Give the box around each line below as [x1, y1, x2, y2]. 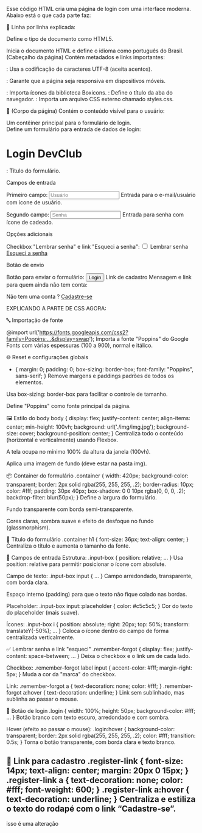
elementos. [15, 378, 44, 386]
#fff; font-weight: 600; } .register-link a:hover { [6, 785, 190, 795]
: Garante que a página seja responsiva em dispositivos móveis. [6, 77, 166, 84]
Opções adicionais [6, 230, 53, 237]
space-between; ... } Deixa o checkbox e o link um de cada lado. [28, 652, 190, 659]
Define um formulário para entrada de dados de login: [6, 126, 141, 133]
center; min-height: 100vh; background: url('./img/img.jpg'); [6, 423, 155, 431]
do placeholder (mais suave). [6, 609, 79, 616]
